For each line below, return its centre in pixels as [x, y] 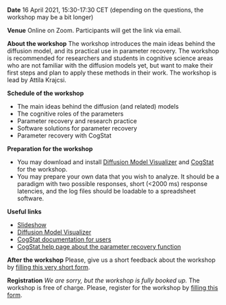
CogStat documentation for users [64, 239]
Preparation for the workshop [50, 149]
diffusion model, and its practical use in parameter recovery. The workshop [113, 51]
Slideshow [32, 225]
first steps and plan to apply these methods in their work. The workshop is [112, 72]
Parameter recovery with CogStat [64, 135]
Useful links [25, 212]
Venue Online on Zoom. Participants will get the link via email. [95, 30]
